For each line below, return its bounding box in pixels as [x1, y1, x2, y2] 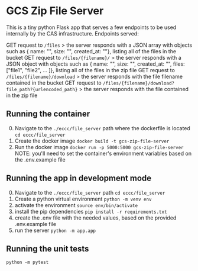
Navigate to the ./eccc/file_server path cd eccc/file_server [14, 189, 165, 196]
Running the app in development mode [6, 173, 152, 183]
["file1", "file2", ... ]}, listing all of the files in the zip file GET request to [6, 66, 176, 73]
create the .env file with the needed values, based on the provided [14, 214, 177, 221]
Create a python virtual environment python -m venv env [14, 195, 152, 202]
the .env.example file [14, 156, 66, 163]
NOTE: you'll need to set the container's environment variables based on [14, 150, 192, 157]
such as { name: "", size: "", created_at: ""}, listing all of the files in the [6, 47, 176, 54]
